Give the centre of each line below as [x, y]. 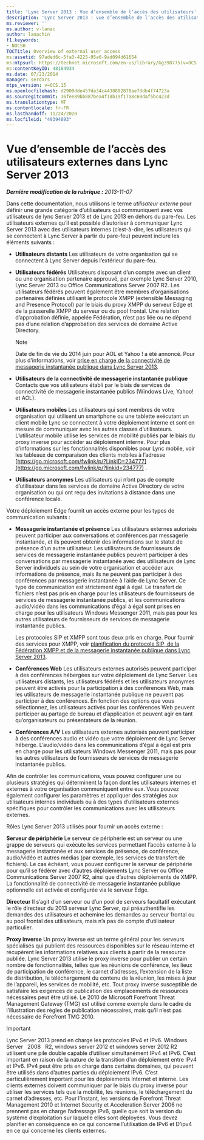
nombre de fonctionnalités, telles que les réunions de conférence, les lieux [99, 965]
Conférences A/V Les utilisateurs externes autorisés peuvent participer [105, 732]
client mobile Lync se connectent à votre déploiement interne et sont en [105, 423]
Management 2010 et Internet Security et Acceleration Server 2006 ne [94, 1105]
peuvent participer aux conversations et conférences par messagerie [101, 536]
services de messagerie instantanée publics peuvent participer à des [101, 555]
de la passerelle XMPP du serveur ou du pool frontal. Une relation [97, 311]
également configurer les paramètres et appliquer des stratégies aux [92, 796]
